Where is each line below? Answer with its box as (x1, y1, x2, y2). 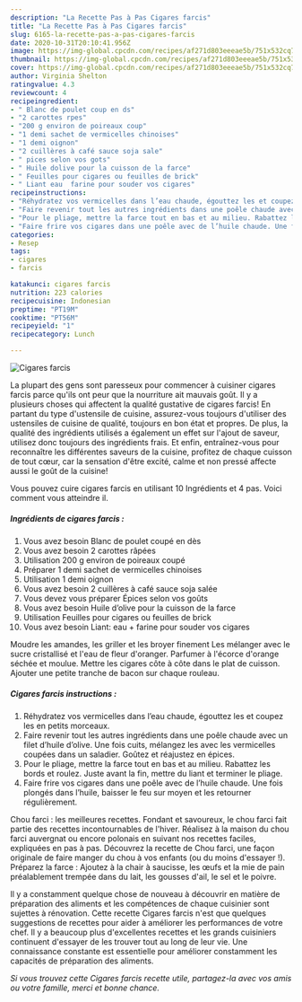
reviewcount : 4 (10, 88, 67, 97)
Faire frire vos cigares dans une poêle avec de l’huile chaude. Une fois (22, 778, 283, 788)
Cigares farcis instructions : (10, 688, 117, 699)
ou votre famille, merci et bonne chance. (10, 982, 160, 993)
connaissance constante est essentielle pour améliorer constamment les (10, 945, 278, 956)
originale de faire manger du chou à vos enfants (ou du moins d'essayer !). (10, 852, 286, 863)
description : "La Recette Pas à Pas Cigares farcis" (10, 13, 211, 22)
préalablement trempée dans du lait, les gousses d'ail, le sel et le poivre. (10, 871, 277, 882)
